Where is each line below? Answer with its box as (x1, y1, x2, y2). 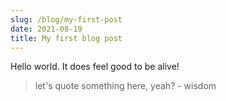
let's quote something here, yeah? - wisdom (34, 80, 217, 92)
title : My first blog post (10, 33, 123, 43)
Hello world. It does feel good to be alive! (10, 61, 180, 73)
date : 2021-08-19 (10, 24, 83, 34)
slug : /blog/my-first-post (10, 14, 123, 25)
